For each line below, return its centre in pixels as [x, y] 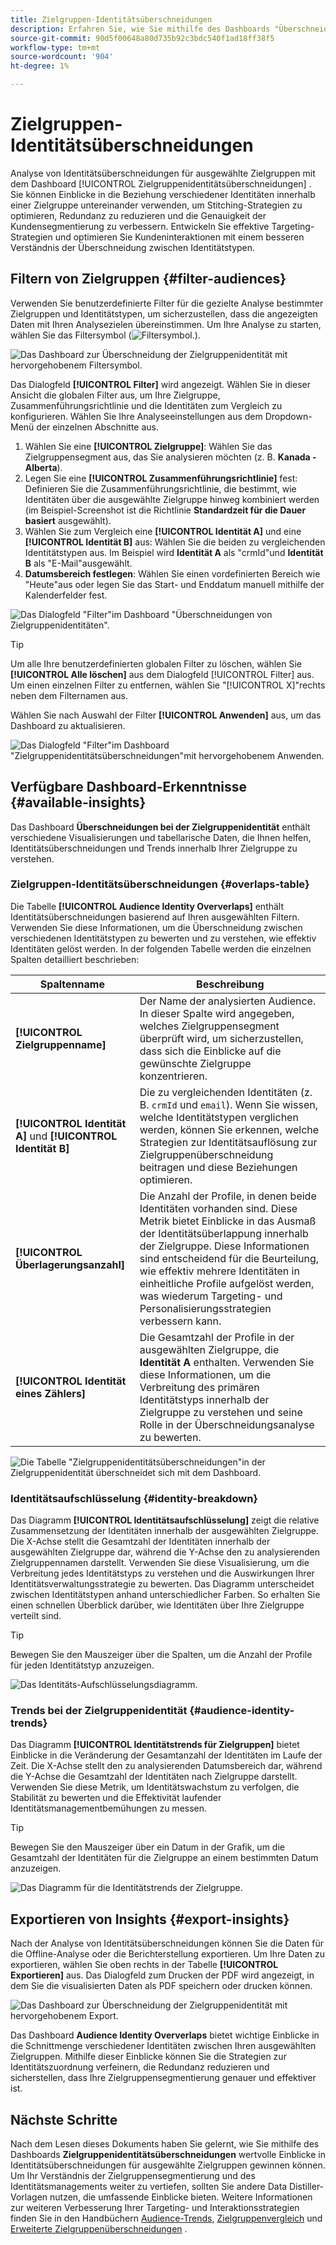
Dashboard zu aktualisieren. [68, 725]
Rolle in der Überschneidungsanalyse [227, 1424]
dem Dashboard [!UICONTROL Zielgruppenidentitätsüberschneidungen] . [161, 183]
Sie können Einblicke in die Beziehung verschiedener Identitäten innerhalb [163, 194]
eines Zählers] [51, 1393]
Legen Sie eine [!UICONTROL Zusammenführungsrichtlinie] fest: [161, 478]
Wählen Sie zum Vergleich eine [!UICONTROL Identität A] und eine [163, 531]
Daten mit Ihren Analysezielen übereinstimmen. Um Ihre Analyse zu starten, [166, 324]
